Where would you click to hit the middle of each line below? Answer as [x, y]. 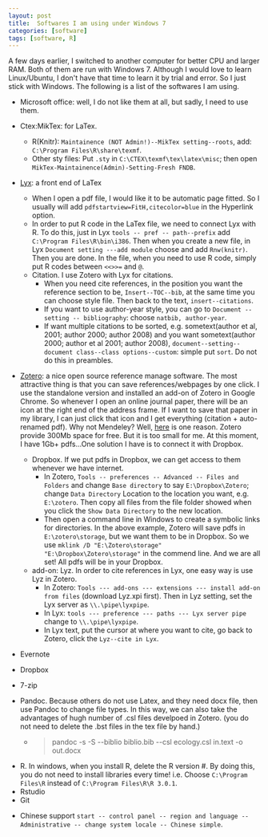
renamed [35, 427]
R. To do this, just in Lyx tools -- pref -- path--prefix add [131, 233]
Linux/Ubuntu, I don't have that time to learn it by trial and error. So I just [127, 78]
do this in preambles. [78, 360]
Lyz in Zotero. [54, 579]
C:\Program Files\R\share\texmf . [87, 150]
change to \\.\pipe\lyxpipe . [91, 622]
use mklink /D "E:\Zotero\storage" [103, 545]
